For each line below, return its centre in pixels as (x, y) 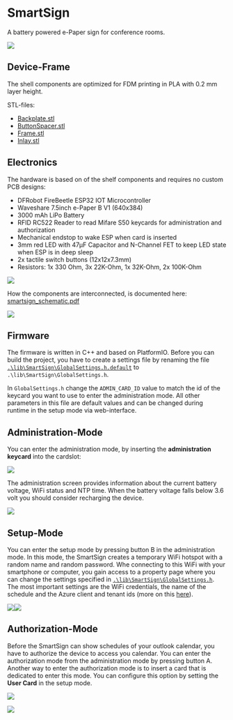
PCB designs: (27, 187)
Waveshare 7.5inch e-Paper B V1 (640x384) (80, 208)
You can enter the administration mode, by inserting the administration (109, 449)
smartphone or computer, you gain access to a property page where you (111, 572)
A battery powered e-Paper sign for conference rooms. (86, 32)
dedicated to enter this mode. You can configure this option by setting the (113, 675)
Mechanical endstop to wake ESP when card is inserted (97, 237)
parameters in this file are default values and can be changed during (105, 403)
